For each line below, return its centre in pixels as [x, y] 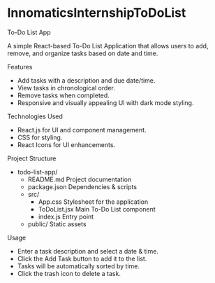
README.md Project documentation [80, 179]
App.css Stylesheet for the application [93, 202]
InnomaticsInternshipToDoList [97, 13]
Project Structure [32, 158]
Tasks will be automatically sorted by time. [78, 266]
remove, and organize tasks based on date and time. [83, 53]
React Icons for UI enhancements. [66, 144]
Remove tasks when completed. [63, 95]
